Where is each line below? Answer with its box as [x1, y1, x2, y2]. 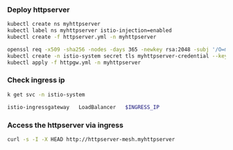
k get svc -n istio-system [7, 91, 85, 98]
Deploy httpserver [7, 5, 70, 15]
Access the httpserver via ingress [7, 120, 123, 130]
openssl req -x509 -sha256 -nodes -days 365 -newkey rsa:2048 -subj [7, 46, 209, 53]
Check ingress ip [7, 75, 65, 85]
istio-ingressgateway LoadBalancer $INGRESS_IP [7, 103, 159, 110]
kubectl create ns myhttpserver [7, 21, 101, 28]
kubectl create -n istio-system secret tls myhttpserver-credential [7, 52, 209, 60]
